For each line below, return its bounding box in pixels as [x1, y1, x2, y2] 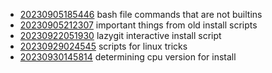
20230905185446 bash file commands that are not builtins [19, 9, 263, 20]
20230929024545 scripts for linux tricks [19, 40, 188, 52]
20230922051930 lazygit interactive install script [19, 30, 222, 41]
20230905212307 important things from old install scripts [19, 19, 258, 31]
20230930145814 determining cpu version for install [19, 51, 237, 63]
